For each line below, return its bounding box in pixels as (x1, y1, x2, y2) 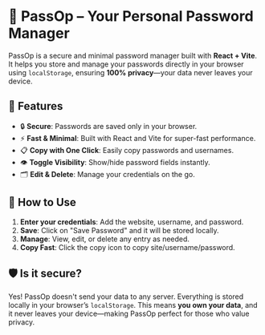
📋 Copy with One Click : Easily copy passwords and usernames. (19, 145, 234, 155)
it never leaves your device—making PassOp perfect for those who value (8, 309, 250, 319)
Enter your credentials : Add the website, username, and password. (19, 216, 244, 227)
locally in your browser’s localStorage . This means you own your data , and (8, 301, 259, 310)
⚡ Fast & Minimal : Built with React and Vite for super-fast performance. (19, 133, 256, 143)
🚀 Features (8, 99, 63, 113)
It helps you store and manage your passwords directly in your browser (8, 59, 244, 69)
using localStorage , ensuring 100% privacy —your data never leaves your (8, 67, 253, 77)
